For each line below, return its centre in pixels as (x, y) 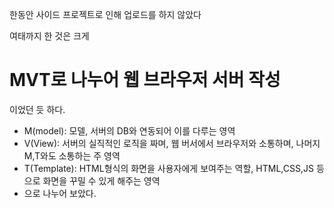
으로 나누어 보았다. (60, 193)
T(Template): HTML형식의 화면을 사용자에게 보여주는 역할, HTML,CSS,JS (168, 168)
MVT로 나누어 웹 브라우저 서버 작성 (145, 80)
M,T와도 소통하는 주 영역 (72, 155)
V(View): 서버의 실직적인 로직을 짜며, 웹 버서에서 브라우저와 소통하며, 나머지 (172, 143)
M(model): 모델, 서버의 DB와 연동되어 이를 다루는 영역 (129, 130)
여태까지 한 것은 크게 (49, 36)
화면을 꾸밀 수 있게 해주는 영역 (101, 180)
